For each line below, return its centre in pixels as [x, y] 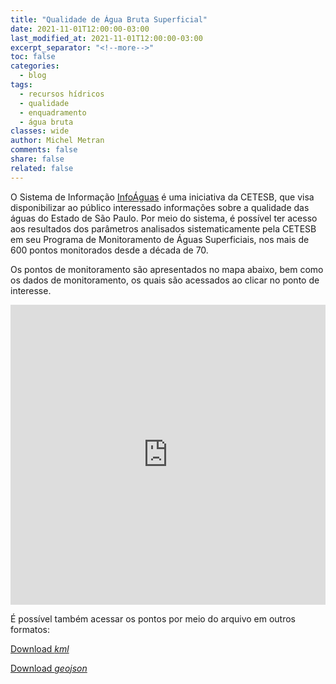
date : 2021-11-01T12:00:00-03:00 [80, 29]
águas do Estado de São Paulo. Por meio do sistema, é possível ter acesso [164, 218]
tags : [21, 85]
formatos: [30, 629]
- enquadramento [53, 112]
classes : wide [40, 131]
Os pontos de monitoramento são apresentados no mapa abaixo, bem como [167, 269]
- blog [33, 76]
